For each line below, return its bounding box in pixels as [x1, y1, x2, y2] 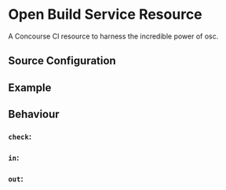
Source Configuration [8, 54, 116, 68]
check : [8, 131, 32, 142]
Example [8, 81, 52, 94]
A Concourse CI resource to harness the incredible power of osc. [8, 31, 219, 41]
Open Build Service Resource [8, 5, 202, 24]
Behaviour [8, 108, 60, 121]
